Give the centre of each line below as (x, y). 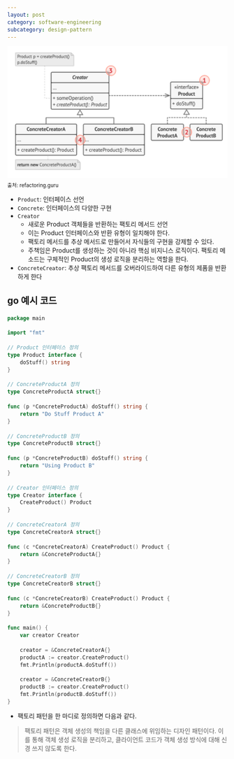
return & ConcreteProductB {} (60, 606)
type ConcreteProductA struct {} (54, 392)
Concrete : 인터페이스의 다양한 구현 (64, 208)
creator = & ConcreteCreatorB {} (65, 680)
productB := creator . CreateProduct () (75, 687)
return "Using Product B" (58, 466)
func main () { (28, 628)
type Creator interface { (45, 495)
